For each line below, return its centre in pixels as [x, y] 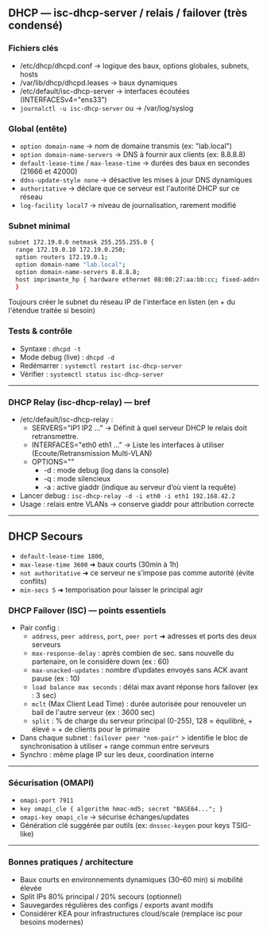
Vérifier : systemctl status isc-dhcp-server [92, 374]
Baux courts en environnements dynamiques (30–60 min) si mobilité [132, 879]
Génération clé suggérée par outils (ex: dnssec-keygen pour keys [125, 826]
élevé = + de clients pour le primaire [91, 729]
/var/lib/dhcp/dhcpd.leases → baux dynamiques [99, 82]
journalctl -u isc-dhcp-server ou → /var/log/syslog [106, 108]
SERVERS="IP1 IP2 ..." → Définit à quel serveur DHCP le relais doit [139, 428]
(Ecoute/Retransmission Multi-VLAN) [92, 453]
